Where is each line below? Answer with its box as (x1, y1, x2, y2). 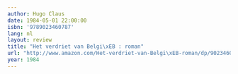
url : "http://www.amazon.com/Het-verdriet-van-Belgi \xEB (7, 50, 179, 57)
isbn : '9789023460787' (7, 23, 74, 30)
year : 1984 (7, 56, 40, 63)
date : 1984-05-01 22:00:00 (7, 17, 87, 24)
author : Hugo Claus (7, 10, 65, 18)
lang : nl (7, 30, 33, 37)
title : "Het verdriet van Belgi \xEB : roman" (7, 43, 144, 50)
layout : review (7, 37, 52, 44)
